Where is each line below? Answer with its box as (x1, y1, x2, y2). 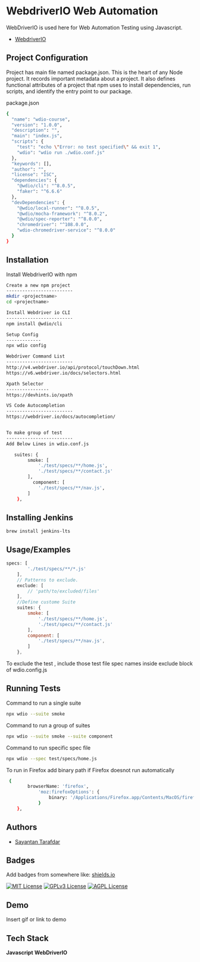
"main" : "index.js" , (11, 133, 62, 139)
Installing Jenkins (6, 512, 73, 523)
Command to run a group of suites (6, 721, 90, 729)
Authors (6, 822, 37, 832)
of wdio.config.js (6, 667, 48, 674)
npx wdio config (6, 343, 46, 349)
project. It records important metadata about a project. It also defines (6, 75, 176, 82)
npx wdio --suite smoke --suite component (6, 733, 113, 739)
